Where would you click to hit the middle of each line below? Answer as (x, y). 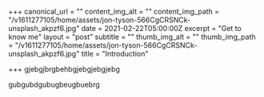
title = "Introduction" (115, 54)
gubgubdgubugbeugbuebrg (54, 84)
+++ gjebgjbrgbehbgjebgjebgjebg (64, 69)
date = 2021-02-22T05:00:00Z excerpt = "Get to (161, 28)
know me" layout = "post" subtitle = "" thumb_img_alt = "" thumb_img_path (132, 37)
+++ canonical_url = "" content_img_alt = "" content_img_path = (114, 12)
